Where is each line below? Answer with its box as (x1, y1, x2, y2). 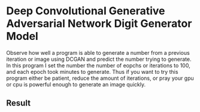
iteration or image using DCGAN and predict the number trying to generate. (6, 55, 192, 63)
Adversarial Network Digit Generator (6, 17, 192, 30)
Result (6, 98, 31, 108)
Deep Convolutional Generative (6, 4, 165, 18)
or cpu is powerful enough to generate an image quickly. (6, 80, 146, 88)
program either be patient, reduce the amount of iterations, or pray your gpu (6, 74, 195, 82)
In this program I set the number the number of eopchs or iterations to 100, (6, 61, 190, 69)
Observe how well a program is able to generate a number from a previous (6, 49, 190, 56)
